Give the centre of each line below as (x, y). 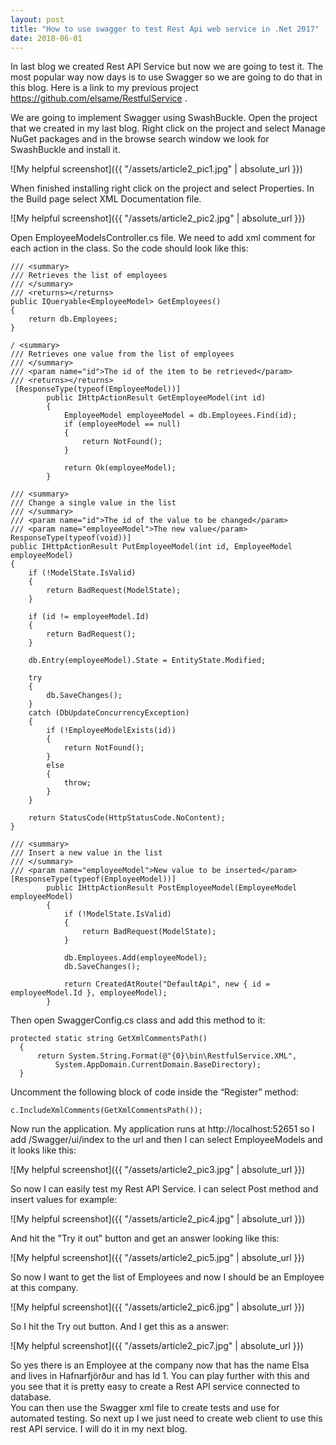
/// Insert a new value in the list (86, 853)
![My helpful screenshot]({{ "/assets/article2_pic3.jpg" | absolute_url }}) (158, 1170)
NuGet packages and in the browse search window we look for (140, 139)
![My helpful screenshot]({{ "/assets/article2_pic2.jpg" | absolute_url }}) (158, 218)
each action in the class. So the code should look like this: (129, 248)
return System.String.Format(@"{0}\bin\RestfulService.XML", (167, 1056)
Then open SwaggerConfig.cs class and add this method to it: (138, 1020)
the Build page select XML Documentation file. (106, 199)
